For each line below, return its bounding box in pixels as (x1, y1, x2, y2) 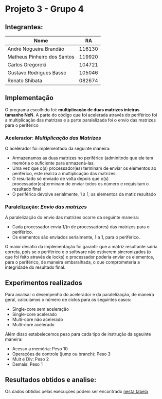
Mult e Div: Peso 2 (12, 356, 49, 362)
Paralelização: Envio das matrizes (5, 203, 87, 210)
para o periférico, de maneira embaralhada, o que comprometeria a (5, 259, 140, 265)
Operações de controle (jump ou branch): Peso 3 (12, 351, 111, 357)
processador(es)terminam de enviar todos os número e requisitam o (12, 181, 149, 187)
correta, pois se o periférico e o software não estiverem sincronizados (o (5, 249, 151, 255)
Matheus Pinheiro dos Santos (7, 54, 74, 60)
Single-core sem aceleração (12, 306, 69, 312)
